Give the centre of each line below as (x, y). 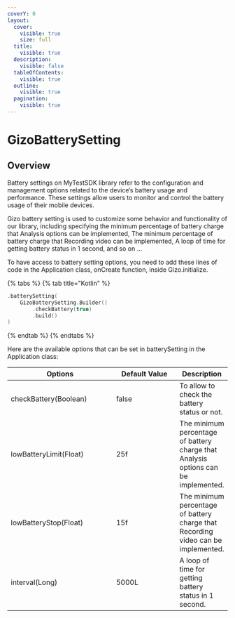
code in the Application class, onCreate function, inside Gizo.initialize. (108, 269)
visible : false (42, 66)
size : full (36, 40)
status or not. (201, 412)
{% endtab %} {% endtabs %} (51, 336)
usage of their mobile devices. (51, 205)
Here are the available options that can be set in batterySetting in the (106, 349)
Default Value (144, 374)
